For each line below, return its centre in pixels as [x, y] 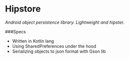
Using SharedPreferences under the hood [54, 46]
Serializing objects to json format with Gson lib [59, 51]
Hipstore [23, 9]
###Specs [15, 31]
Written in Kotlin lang [33, 41]
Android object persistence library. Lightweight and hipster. [65, 22]
